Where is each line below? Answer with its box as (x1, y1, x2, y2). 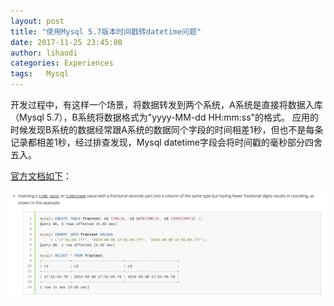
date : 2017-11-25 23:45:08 (10, 37, 123, 47)
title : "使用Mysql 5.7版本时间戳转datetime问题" (10, 26, 202, 37)
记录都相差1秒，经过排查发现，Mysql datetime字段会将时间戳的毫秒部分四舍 (10, 136, 323, 148)
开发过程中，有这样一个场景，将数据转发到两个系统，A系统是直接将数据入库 (10, 99, 323, 110)
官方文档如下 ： (10, 170, 72, 182)
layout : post (10, 16, 65, 26)
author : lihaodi (10, 48, 78, 58)
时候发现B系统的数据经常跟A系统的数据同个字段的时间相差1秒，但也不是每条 (10, 124, 324, 135)
